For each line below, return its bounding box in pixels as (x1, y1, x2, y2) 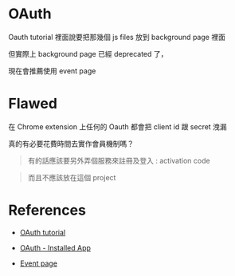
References (8, 201, 86, 219)
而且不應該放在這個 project (27, 172, 116, 182)
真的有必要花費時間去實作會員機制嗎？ (8, 139, 134, 148)
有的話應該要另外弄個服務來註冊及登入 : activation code (27, 156, 210, 165)
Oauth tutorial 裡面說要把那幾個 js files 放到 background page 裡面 (8, 32, 225, 41)
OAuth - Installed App (19, 242, 92, 252)
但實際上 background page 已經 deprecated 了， (8, 49, 168, 58)
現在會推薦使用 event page (8, 65, 96, 76)
